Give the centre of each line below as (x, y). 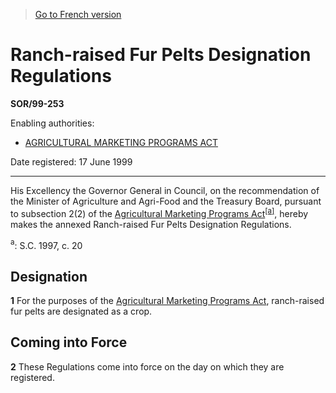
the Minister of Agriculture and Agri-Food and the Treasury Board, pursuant (166, 201)
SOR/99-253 (37, 103)
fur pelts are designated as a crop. (81, 311)
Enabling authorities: (52, 123)
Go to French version (78, 14)
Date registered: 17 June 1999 (71, 161)
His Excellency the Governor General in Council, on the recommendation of (165, 190)
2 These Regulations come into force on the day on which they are (147, 366)
